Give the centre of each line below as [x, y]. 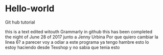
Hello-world [30, 9]
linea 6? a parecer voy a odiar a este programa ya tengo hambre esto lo [77, 42]
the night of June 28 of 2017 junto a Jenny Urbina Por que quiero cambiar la [82, 37]
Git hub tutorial [20, 22]
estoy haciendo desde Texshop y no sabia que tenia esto [62, 47]
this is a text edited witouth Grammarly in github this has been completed [79, 31]
